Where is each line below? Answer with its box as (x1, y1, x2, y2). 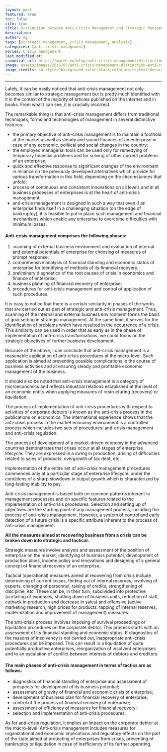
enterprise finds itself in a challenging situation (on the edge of (12, 205, 141, 211)
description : (5, 30, 32, 35)
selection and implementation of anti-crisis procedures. (12, 710, 126, 716)
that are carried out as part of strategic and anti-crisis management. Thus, (5, 306, 158, 312)
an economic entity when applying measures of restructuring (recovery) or (5, 389, 159, 395)
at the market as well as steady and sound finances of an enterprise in (12, 137, 157, 142)
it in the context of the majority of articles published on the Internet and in (5, 96, 156, 102)
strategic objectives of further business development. (5, 338, 115, 344)
